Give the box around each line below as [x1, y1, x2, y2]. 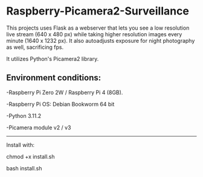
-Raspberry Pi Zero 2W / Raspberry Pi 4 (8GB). [6, 89, 123, 96]
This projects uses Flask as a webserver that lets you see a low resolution [6, 24, 190, 31]
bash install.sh [6, 164, 42, 172]
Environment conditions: [6, 72, 101, 83]
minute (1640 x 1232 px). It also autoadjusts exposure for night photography [6, 37, 195, 44]
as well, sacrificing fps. [6, 43, 64, 51]
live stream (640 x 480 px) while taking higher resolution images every [6, 30, 182, 37]
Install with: [6, 141, 35, 149]
